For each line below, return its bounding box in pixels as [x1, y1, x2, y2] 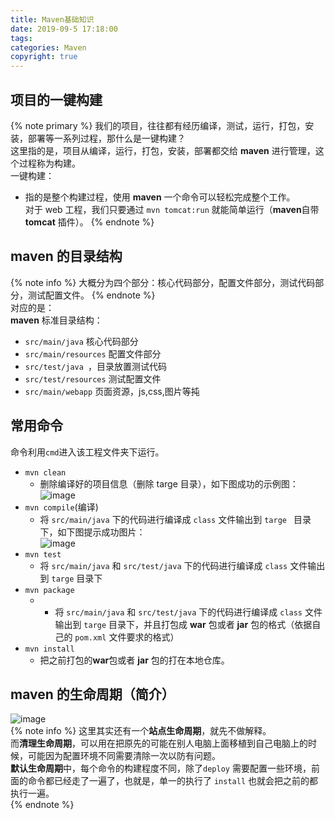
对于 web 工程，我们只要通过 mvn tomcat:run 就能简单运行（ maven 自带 [24, 203, 320, 215]
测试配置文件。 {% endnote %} [27, 289, 156, 301]
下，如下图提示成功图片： [39, 526, 146, 538]
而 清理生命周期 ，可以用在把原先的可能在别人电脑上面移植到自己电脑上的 [10, 737, 308, 750]
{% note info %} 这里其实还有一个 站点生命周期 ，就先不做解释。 [10, 725, 272, 737]
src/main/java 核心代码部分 [24, 335, 139, 347]
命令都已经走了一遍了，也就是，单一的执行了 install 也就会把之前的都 [27, 775, 318, 787]
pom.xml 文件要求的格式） [74, 631, 180, 643]
